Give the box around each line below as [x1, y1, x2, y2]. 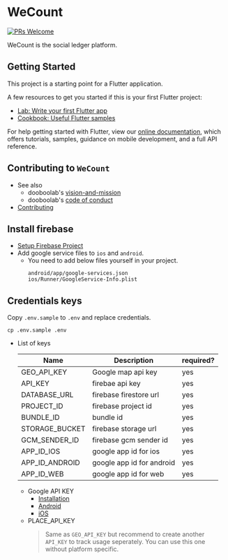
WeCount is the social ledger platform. [7, 40, 118, 49]
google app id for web [92, 469, 165, 479]
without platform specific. [45, 545, 119, 554]
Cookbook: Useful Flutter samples [17, 114, 116, 122]
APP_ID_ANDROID [20, 458, 80, 467]
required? [181, 356, 215, 366]
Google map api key [92, 367, 158, 377]
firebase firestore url [92, 390, 159, 400]
